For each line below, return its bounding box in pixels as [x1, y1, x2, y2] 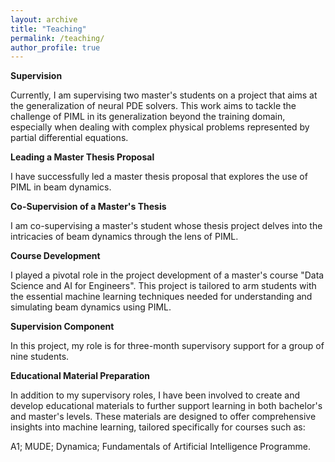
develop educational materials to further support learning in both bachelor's [10, 400, 323, 412]
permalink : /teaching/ [10, 33, 105, 43]
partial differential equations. [10, 132, 129, 144]
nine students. [10, 351, 70, 363]
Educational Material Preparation [10, 370, 151, 382]
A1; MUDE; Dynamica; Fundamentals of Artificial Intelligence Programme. [10, 441, 311, 453]
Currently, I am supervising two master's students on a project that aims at [10, 89, 318, 101]
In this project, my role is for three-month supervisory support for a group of [10, 340, 325, 352]
